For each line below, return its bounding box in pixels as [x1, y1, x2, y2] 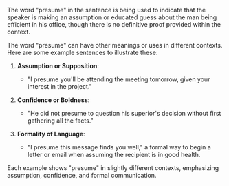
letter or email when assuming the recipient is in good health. [27, 151, 201, 158]
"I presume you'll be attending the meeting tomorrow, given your [27, 75, 210, 83]
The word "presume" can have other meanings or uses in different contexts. [7, 41, 223, 49]
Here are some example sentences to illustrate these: [7, 48, 158, 56]
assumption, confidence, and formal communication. [7, 172, 157, 179]
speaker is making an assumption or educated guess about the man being [7, 13, 217, 21]
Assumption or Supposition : [17, 62, 100, 70]
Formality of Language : [17, 130, 85, 138]
